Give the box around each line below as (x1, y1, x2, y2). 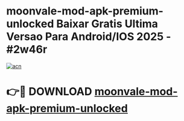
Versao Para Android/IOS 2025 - (6, 30, 171, 43)
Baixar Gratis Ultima (56, 17, 159, 31)
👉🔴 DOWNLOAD (6, 85, 92, 99)
